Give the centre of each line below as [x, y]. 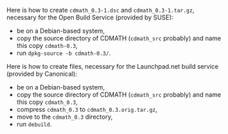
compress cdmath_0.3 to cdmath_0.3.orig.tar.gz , [87, 109]
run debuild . [34, 124]
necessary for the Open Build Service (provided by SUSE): [90, 17]
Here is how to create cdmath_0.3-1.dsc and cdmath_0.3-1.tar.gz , [100, 10]
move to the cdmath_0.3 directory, [64, 117]
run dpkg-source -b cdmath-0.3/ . [64, 53]
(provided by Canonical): [42, 74]
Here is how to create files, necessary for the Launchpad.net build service [113, 66]
